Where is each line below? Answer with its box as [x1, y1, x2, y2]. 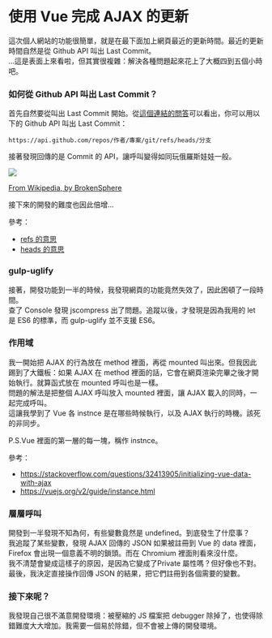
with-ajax [19, 477, 52, 487]
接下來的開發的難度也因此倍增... [8, 200, 115, 209]
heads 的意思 [19, 244, 65, 254]
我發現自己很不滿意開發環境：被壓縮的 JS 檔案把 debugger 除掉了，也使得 [8, 610, 257, 621]
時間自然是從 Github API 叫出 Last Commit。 [8, 45, 156, 55]
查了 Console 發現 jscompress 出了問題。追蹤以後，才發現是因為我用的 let [8, 305, 257, 315]
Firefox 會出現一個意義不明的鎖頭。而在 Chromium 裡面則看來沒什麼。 [8, 549, 243, 558]
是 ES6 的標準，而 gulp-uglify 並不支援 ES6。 [8, 315, 159, 325]
